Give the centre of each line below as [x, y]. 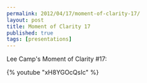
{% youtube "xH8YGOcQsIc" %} [53, 73]
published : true [30, 33]
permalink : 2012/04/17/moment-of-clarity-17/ [73, 13]
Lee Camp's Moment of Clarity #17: [57, 59]
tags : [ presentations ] [39, 39]
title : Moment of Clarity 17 [49, 26]
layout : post [25, 20]
